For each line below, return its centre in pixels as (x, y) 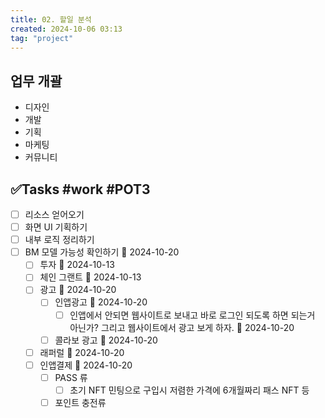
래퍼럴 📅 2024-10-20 (82, 352)
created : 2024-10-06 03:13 (66, 29)
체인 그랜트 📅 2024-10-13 (90, 277)
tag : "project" (42, 38)
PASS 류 (71, 377)
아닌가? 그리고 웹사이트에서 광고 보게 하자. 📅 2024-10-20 (182, 327)
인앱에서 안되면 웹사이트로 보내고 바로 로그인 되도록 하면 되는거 (192, 315)
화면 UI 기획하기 (56, 227)
